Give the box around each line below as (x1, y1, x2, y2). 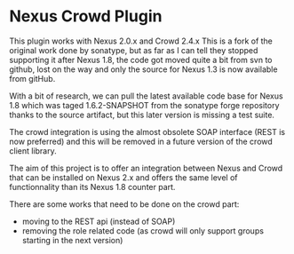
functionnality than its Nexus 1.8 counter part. (9, 181, 176, 192)
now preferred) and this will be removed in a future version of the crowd (9, 136, 273, 147)
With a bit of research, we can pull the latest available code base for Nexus (9, 91, 283, 101)
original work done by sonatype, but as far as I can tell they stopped (9, 44, 258, 55)
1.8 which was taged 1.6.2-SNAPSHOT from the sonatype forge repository (9, 99, 280, 110)
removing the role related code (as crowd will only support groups (21, 225, 265, 236)
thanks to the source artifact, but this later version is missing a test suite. (9, 109, 275, 120)
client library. (9, 145, 57, 156)
